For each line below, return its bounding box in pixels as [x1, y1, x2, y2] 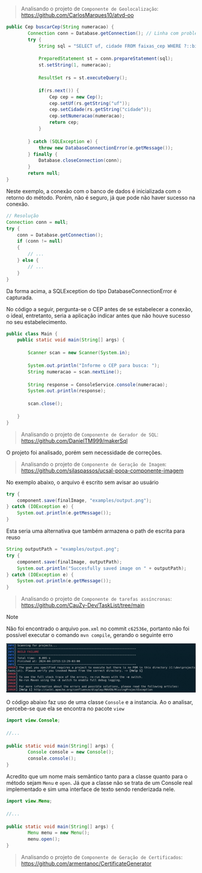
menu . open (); [28, 836, 61, 842]
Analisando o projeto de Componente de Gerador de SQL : [20, 431, 159, 438]
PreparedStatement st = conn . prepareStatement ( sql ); [38, 56, 173, 62]
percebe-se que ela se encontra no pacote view [6, 705, 124, 713]
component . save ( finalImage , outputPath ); [17, 559, 122, 565]
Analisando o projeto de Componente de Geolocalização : [20, 5, 159, 12]
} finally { [28, 151, 58, 157]
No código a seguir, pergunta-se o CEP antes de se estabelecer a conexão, [6, 305, 193, 313]
